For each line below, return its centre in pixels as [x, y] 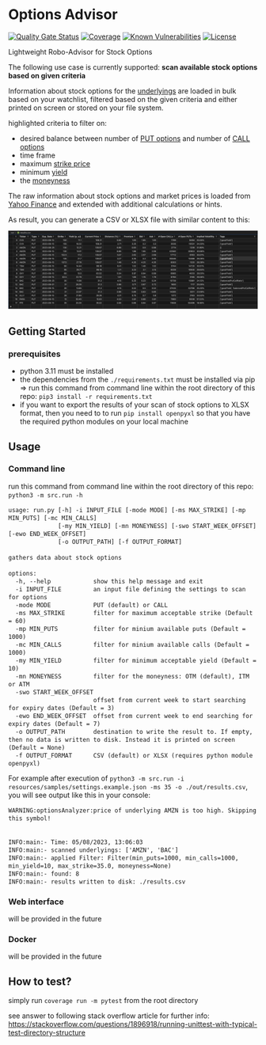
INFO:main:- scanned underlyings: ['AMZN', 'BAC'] [93, 850]
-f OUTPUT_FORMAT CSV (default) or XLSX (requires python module [134, 755]
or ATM [19, 684]
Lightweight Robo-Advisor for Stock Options [80, 51]
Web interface [36, 902]
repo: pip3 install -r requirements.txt [86, 397]
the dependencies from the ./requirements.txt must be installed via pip [137, 380]
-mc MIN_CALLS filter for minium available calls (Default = [132, 644]
